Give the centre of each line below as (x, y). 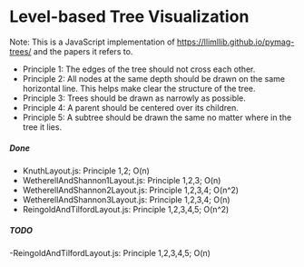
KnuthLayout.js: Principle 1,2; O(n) (86, 171)
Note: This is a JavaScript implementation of (92, 42)
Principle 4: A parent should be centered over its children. (130, 107)
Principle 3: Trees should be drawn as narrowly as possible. (134, 98)
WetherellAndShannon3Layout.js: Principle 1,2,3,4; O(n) (126, 199)
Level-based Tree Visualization (129, 17)
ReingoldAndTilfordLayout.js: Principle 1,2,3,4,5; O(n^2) (126, 209)
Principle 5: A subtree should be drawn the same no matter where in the (157, 117)
